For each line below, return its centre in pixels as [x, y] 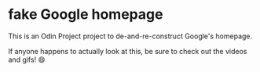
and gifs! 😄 [27, 59]
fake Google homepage [86, 14]
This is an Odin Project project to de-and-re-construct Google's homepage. [130, 36]
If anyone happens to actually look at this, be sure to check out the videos [128, 51]
